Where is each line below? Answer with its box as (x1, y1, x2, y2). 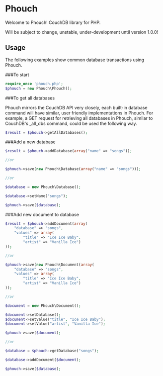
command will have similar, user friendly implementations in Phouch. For (5, 110, 154, 116)
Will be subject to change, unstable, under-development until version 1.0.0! (5, 29, 159, 35)
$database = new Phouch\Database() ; (5, 185, 81, 189)
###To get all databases (5, 95, 55, 101)
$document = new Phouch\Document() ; (5, 303, 81, 308)
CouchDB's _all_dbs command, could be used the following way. (5, 120, 138, 126)
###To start (5, 72, 29, 78)
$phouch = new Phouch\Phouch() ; (5, 86, 72, 91)
